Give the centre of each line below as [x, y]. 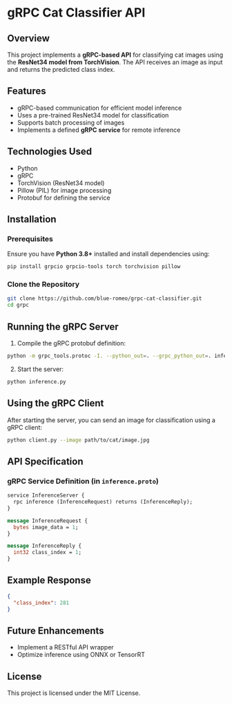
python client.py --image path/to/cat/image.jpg [78, 440]
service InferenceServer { [46, 495]
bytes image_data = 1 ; [46, 527]
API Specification [46, 461]
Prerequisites [30, 238]
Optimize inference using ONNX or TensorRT [81, 655]
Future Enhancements [56, 630]
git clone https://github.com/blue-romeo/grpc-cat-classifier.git [105, 298]
